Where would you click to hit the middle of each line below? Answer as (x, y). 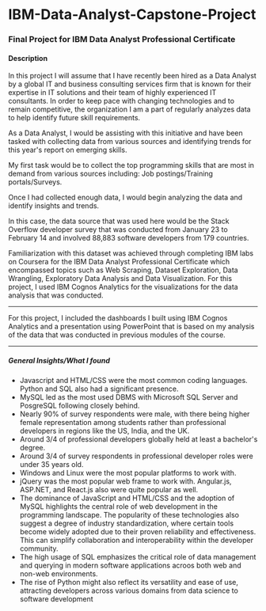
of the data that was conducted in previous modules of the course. (117, 335)
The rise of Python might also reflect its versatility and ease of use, (129, 583)
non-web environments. (59, 574)
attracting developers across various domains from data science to (129, 590)
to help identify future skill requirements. (74, 118)
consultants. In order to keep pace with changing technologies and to (122, 101)
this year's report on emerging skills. (68, 150)
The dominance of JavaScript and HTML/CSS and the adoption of (127, 498)
